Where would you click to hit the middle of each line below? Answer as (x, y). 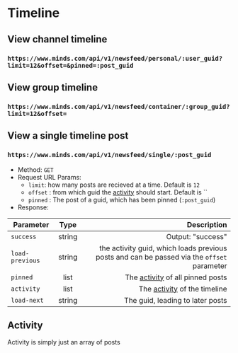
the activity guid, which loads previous (163, 248)
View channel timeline (57, 39)
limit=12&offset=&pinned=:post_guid (70, 65)
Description (207, 224)
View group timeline (52, 87)
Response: (33, 207)
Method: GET (35, 169)
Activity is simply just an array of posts (64, 342)
